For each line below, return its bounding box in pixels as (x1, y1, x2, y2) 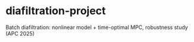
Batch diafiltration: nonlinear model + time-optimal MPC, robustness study (5, 24, 189, 31)
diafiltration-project (5, 4, 106, 18)
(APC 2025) (5, 30, 35, 37)
